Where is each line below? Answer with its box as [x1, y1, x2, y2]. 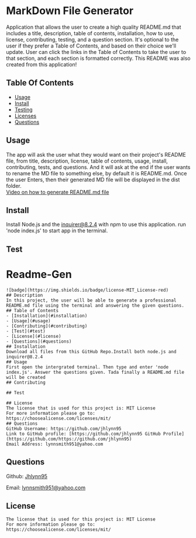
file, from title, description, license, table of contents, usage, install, [6, 157, 168, 164]
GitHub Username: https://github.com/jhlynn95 [6, 425, 122, 432]
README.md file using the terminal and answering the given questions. [6, 302, 184, 309]
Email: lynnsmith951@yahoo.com [6, 484, 86, 491]
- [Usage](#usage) [6, 318, 51, 324]
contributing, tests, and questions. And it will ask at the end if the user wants [6, 163, 191, 171]
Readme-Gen [6, 268, 72, 281]
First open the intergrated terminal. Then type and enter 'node [6, 364, 169, 370]
